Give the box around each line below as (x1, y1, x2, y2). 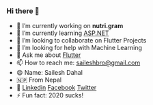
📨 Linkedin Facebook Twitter (16, 84, 97, 92)
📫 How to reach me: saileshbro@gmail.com (16, 58, 141, 67)
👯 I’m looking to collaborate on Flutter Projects (16, 36, 147, 45)
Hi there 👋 (6, 6, 40, 16)
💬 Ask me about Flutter (16, 51, 81, 59)
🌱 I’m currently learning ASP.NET (16, 29, 109, 37)
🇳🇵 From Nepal (16, 75, 62, 84)
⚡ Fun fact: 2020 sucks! (16, 91, 83, 100)
